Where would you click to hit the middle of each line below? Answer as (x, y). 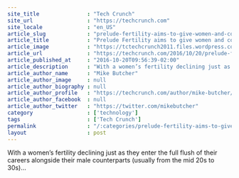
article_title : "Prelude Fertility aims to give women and (116, 40)
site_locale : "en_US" (62, 27)
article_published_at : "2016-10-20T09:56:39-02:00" (94, 60)
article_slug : (49, 34)
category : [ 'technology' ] (73, 113)
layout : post (57, 133)
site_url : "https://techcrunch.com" (89, 21)
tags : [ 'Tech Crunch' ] (74, 119)
